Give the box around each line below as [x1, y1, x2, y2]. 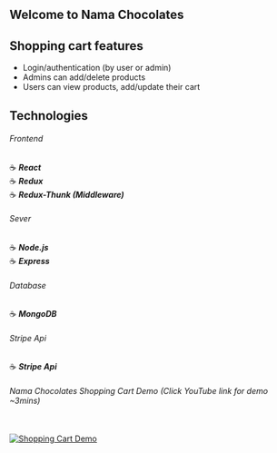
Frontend [9, 133, 44, 144]
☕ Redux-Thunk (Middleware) [9, 189, 124, 200]
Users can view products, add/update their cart [22, 82, 201, 93]
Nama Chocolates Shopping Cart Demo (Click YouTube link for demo [9, 386, 269, 396]
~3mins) [9, 395, 41, 406]
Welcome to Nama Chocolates [9, 7, 184, 23]
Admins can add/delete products [22, 72, 146, 83]
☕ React [9, 162, 42, 172]
